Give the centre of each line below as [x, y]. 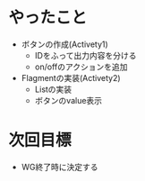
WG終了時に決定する [60, 167]
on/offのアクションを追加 [81, 67]
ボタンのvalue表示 [68, 100]
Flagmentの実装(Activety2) [71, 77]
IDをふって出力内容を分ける [85, 55]
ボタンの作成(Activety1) [64, 44]
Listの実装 [53, 89]
